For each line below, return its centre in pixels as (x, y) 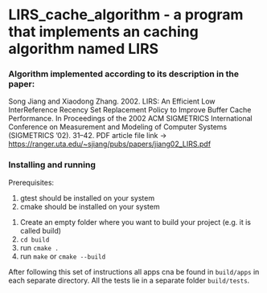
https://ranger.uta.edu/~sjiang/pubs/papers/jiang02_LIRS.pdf (110, 144)
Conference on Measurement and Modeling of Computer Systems (118, 127)
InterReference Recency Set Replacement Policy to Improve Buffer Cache (130, 110)
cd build (35, 240)
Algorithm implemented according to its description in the (124, 74)
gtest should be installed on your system (87, 197)
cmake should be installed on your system (90, 206)
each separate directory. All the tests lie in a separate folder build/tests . (129, 280)
